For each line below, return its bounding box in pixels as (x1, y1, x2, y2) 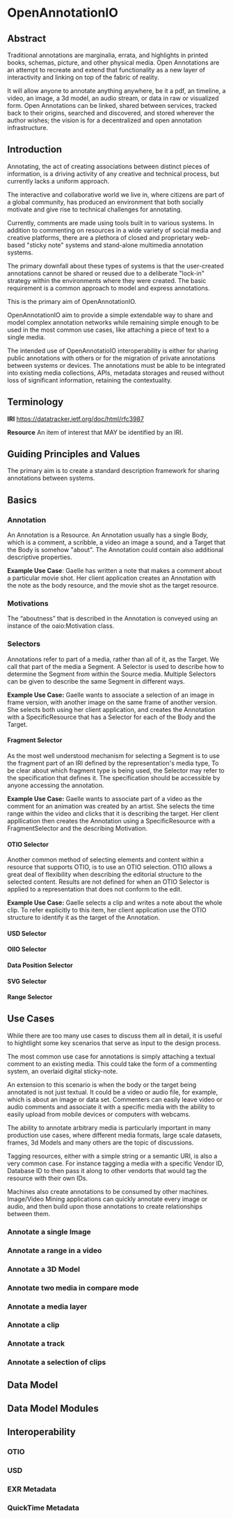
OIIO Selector (7, 945, 47, 953)
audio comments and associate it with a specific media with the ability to (7, 1102, 216, 1111)
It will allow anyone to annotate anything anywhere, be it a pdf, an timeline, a (7, 87, 226, 95)
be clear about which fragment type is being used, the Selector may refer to (7, 766, 225, 775)
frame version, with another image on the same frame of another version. (7, 697, 218, 706)
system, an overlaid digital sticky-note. (7, 1067, 118, 1075)
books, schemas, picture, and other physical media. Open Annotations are (7, 58, 220, 67)
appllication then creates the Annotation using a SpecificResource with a (7, 816, 216, 825)
